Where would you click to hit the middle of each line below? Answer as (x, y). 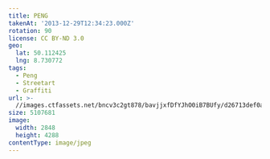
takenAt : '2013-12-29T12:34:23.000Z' (72, 23)
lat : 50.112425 (41, 53)
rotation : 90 (30, 31)
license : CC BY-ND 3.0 (46, 38)
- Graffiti (34, 90)
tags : (17, 68)
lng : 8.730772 (39, 61)
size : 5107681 (32, 113)
